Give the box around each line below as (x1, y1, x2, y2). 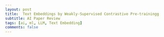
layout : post (5, 7, 32, 12)
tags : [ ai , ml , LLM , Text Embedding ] (5, 20, 82, 25)
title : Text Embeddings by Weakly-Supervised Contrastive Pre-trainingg (5, 12, 160, 16)
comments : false (5, 25, 38, 30)
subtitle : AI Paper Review (5, 16, 60, 21)
